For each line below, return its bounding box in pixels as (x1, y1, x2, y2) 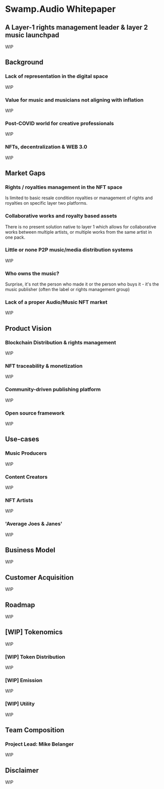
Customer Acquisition (5, 573, 74, 581)
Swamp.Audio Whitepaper (5, 3, 116, 15)
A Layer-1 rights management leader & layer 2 (5, 23, 148, 32)
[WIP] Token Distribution (5, 653, 66, 660)
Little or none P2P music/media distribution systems (5, 247, 133, 253)
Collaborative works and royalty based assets (5, 213, 117, 219)
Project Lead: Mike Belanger (5, 741, 74, 748)
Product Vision (5, 324, 52, 332)
